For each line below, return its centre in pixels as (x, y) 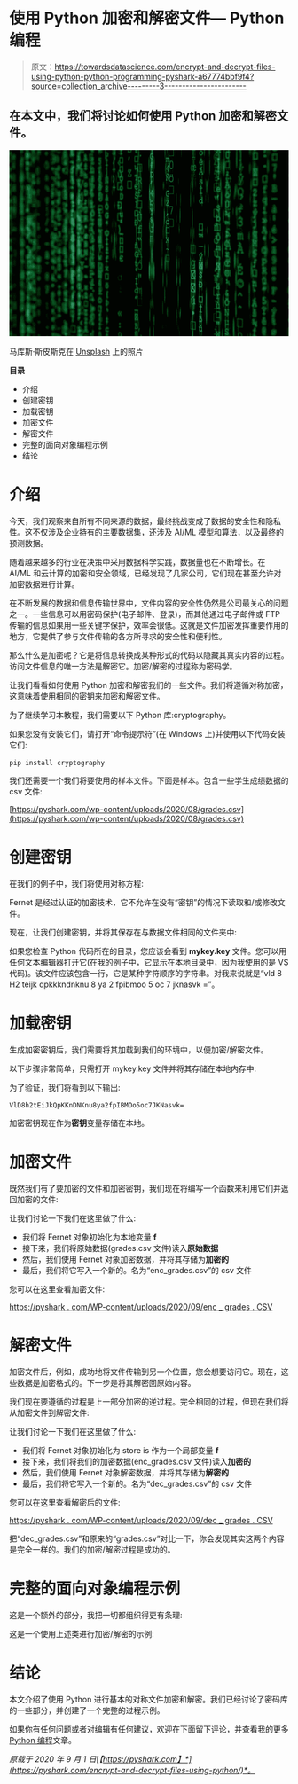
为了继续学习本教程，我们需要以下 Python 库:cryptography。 (120, 715)
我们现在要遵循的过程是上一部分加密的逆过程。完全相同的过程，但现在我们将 (149, 1401)
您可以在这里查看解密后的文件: (65, 1502)
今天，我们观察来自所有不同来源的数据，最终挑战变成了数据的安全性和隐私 (145, 520)
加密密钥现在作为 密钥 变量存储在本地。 (79, 1123)
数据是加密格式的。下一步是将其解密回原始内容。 (106, 1382)
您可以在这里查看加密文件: (57, 1289)
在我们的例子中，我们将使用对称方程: (77, 883)
